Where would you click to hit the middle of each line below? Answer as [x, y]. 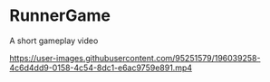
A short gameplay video [54, 41]
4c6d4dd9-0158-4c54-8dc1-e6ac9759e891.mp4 [101, 68]
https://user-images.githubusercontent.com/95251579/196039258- [135, 58]
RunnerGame [60, 16]
